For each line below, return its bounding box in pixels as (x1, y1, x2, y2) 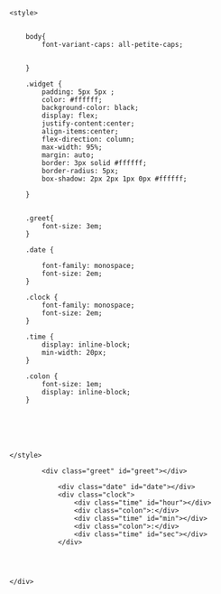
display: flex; (41, 111, 99, 120)
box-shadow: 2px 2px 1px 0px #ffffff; (41, 174, 188, 183)
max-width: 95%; (41, 143, 103, 152)
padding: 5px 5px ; (41, 88, 115, 97)
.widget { (25, 79, 63, 88)
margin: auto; (41, 151, 95, 160)
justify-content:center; (41, 119, 135, 128)
